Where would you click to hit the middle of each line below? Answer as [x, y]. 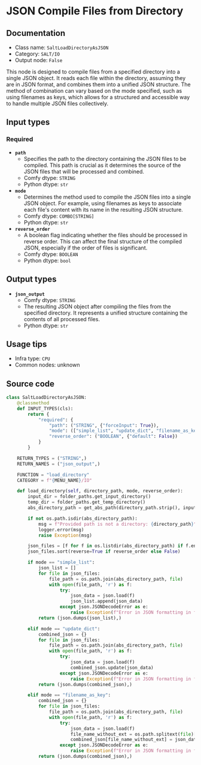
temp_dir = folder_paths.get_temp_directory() [87, 502]
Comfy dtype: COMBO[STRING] [59, 216]
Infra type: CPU [32, 359]
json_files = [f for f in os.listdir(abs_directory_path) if [106, 546]
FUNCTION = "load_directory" [53, 475]
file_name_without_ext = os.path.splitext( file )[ [133, 734]
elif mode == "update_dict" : [64, 629]
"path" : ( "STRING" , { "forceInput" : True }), [104, 425]
